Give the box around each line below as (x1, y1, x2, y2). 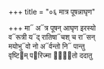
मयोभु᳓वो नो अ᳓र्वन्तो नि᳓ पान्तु (8, 41, 85, 51)
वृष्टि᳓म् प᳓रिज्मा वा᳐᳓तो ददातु (8, 50, 93, 60)
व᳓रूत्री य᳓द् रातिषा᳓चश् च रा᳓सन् (8, 32, 96, 41)
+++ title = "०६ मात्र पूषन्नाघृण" (8, 7, 96, 16)
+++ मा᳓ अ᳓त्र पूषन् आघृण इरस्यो (8, 24, 96, 32)
